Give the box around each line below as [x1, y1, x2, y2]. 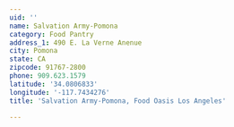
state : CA [9, 55, 47, 63]
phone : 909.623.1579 [9, 72, 87, 80]
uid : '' [9, 13, 39, 22]
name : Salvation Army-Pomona [9, 21, 118, 30]
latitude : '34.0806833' [9, 80, 99, 89]
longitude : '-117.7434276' [9, 88, 110, 97]
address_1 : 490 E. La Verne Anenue [9, 38, 143, 47]
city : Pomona [9, 47, 58, 55]
